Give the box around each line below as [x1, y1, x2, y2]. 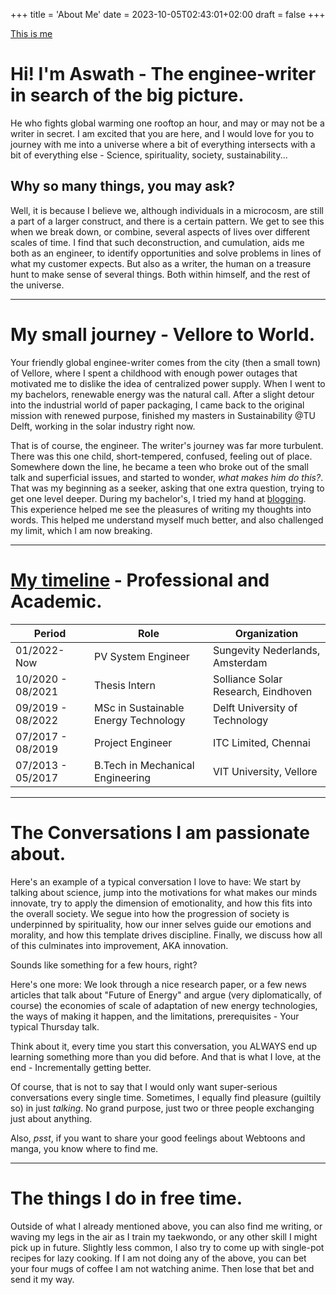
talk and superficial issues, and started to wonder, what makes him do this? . [10, 471, 324, 483]
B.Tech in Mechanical [93, 758, 195, 772]
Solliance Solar [212, 672, 283, 686]
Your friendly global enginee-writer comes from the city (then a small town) [10, 356, 322, 368]
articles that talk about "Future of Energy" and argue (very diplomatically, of [10, 989, 323, 1001]
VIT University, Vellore [212, 764, 318, 778]
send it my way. [10, 1273, 75, 1285]
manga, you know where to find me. [10, 1142, 159, 1154]
